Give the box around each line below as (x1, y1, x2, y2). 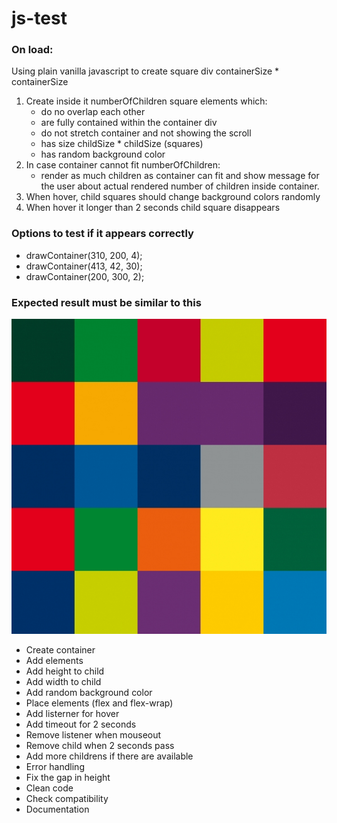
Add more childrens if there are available (25, 750, 194, 762)
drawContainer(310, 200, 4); (25, 249, 143, 261)
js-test (11, 7, 68, 30)
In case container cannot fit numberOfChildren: (25, 159, 221, 171)
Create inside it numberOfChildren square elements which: (25, 95, 268, 107)
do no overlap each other (40, 106, 146, 118)
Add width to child (25, 676, 102, 688)
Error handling (25, 761, 85, 773)
